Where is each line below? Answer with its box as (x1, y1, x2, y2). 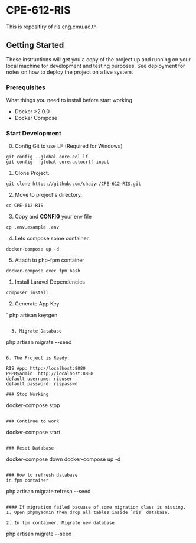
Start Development (6, 129, 62, 137)
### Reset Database (6, 446, 54, 451)
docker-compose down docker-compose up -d (6, 456, 121, 463)
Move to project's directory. (14, 191, 83, 199)
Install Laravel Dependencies (14, 278, 86, 285)
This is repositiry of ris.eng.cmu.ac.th (6, 23, 97, 30)
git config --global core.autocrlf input (6, 159, 110, 165)
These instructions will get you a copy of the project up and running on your (6, 56, 191, 63)
